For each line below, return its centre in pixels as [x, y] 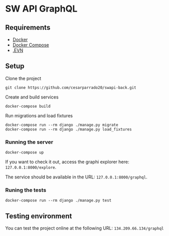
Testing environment [39, 216]
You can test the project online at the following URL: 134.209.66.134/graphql [84, 228]
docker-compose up [24, 153]
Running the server [29, 142]
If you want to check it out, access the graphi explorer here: [67, 162]
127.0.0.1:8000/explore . [31, 167]
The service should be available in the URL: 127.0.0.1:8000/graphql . [76, 177]
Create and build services [32, 97]
